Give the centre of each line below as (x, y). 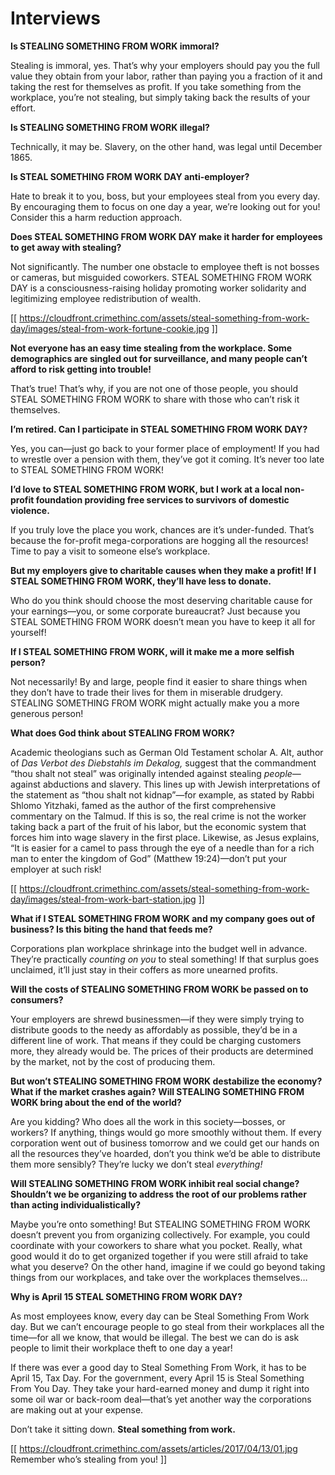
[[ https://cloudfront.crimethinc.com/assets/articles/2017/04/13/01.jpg (154, 1448)
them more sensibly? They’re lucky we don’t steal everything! (136, 1164)
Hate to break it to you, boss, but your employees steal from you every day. (165, 196)
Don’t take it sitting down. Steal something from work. (123, 1429)
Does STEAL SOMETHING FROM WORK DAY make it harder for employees (166, 236)
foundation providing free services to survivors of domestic (162, 499)
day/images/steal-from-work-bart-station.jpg (103, 899)
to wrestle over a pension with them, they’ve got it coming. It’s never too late (167, 459)
